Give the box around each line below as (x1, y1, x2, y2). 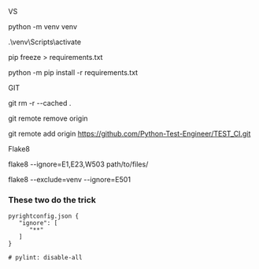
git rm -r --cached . (8, 99, 72, 107)
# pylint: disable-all (8, 254, 83, 262)
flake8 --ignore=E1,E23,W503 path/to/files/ (8, 159, 149, 169)
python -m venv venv (8, 22, 77, 31)
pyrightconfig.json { (8, 212, 80, 220)
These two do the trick (8, 194, 96, 205)
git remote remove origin (8, 114, 88, 123)
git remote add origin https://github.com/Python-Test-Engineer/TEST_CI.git (8, 129, 251, 138)
